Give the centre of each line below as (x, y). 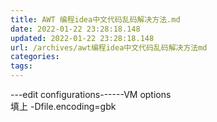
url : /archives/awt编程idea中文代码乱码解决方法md (109, 47)
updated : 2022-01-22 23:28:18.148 (82, 38)
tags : (21, 66)
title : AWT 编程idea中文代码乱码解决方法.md (95, 19)
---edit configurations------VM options (91, 94)
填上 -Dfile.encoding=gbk (63, 106)
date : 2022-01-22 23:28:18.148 (75, 29)
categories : (35, 57)
